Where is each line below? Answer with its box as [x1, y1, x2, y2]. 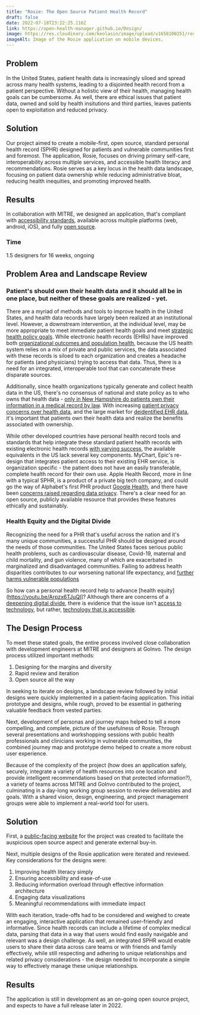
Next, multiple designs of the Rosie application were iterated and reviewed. [6, 850, 190, 857]
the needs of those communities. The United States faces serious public [6, 543, 183, 550]
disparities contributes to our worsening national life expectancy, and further [6, 568, 194, 576]
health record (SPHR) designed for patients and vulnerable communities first [6, 146, 194, 153]
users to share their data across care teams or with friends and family [6, 943, 177, 951]
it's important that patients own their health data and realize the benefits [6, 414, 183, 422]
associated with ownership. [6, 421, 74, 428]
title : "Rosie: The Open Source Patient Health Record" [6, 8, 148, 15]
